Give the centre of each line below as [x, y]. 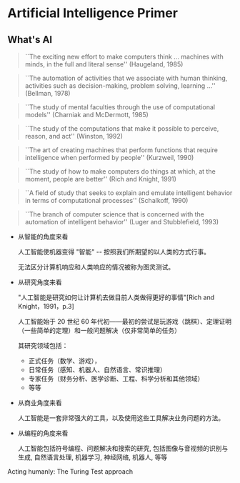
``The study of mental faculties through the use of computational [120, 107]
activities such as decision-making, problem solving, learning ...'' [120, 86]
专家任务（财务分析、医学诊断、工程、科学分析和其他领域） [116, 379]
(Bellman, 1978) [47, 93]
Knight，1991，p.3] [46, 306]
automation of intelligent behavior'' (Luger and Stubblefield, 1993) [122, 222]
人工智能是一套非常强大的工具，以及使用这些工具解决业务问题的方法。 [121, 418]
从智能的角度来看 [43, 236]
